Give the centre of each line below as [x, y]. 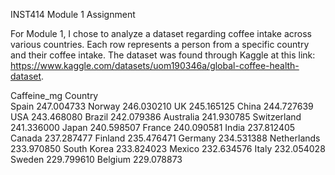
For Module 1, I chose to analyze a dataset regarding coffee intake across [161, 33]
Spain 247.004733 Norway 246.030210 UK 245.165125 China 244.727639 [162, 106]
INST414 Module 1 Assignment [73, 14]
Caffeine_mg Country [54, 95]
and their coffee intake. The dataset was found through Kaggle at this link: [163, 55]
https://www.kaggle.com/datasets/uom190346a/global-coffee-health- [155, 65]
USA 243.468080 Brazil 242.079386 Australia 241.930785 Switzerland [156, 117]
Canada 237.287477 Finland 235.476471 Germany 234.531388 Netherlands [165, 138]
